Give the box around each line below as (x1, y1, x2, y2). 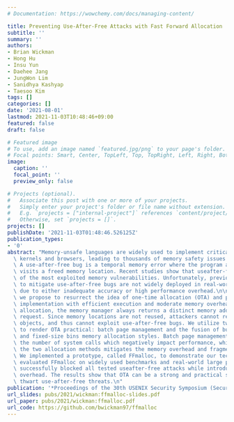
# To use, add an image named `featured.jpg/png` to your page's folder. (7, 146, 226, 153)
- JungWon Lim (7, 75, 49, 81)
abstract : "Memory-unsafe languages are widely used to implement (7, 249, 204, 256)
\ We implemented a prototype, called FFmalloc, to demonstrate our (13, 352, 217, 359)
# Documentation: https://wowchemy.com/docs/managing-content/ (7, 10, 195, 17)
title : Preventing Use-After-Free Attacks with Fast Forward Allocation (7, 22, 223, 30)
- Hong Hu (7, 55, 36, 63)
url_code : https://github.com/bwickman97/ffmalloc (7, 404, 157, 411)
